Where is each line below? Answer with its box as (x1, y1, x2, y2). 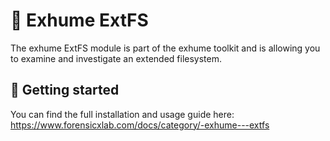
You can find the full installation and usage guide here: (10, 108, 235, 120)
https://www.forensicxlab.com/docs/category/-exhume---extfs (10, 119, 270, 131)
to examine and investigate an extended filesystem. (10, 52, 222, 64)
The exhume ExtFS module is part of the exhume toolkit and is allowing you (10, 42, 321, 54)
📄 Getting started (10, 82, 120, 99)
